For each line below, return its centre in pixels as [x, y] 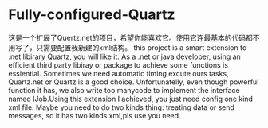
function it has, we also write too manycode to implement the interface [124, 90]
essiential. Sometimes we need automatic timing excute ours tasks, [118, 73]
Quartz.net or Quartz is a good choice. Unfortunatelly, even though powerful [134, 82]
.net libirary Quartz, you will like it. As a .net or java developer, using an [124, 56]
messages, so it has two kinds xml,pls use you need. [95, 115]
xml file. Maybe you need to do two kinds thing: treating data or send [122, 107]
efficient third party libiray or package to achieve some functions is [118, 64]
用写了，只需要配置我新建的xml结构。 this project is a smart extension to [128, 47]
